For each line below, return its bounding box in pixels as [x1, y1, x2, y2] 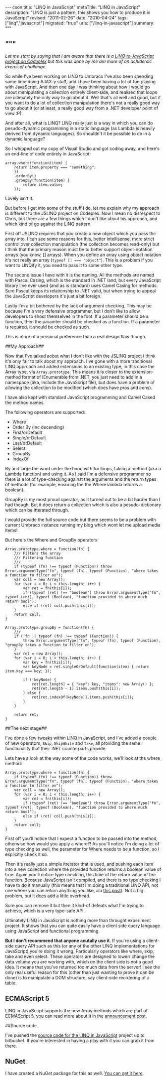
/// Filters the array [14, 550, 61, 556]
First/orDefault [12, 429, 43, 435]
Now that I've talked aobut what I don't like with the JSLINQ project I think [5, 353, 156, 359]
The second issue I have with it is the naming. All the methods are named [5, 271, 155, 278]
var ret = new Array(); [14, 651, 63, 656]
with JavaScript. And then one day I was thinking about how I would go [5, 84, 150, 90]
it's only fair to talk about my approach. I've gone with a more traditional [5, 358, 152, 364]
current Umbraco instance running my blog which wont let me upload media [5, 522, 161, 528]
